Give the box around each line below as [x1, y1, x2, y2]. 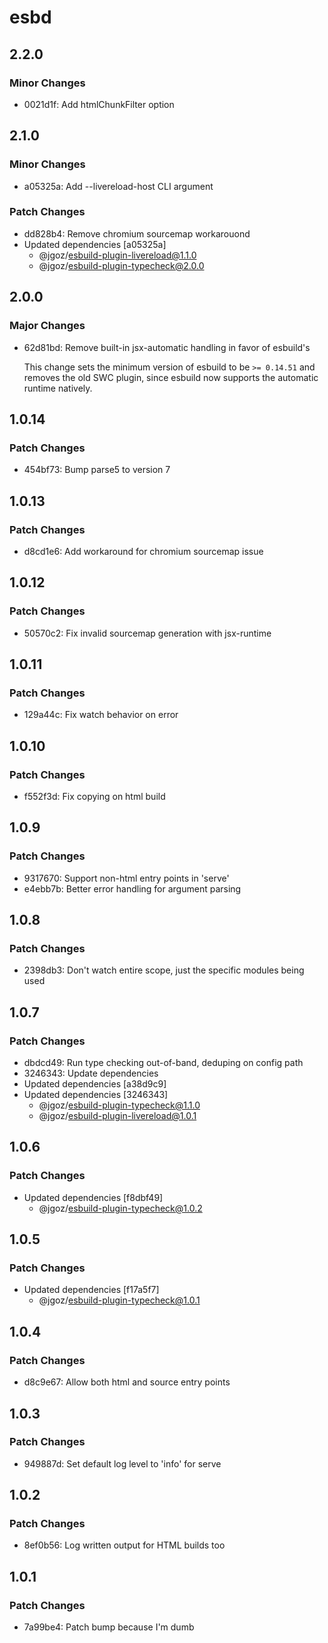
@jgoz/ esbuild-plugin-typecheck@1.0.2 [38, 1202, 203, 1214]
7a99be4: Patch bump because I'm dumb [23, 1621, 195, 1633]
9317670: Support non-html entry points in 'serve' [23, 872, 230, 884]
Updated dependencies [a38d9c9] [23, 1078, 167, 1090]
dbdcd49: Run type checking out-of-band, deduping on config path [23, 1057, 304, 1069]
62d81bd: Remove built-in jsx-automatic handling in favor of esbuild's [23, 341, 311, 353]
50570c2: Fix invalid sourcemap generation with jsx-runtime [23, 627, 272, 639]
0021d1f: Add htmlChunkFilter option [23, 98, 175, 110]
